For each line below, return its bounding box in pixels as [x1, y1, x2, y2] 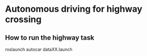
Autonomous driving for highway [5, 3, 143, 15]
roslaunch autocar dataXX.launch [5, 47, 73, 52]
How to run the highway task [5, 33, 95, 42]
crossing [5, 14, 42, 25]
